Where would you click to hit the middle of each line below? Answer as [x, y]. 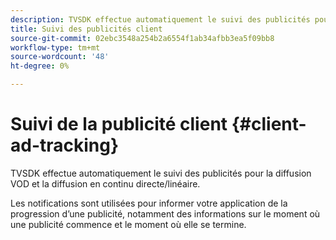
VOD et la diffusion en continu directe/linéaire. [105, 183]
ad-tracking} [65, 145]
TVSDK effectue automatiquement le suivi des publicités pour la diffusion [161, 173]
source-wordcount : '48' [60, 57]
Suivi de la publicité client [119, 124]
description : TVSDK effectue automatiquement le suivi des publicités [160, 19]
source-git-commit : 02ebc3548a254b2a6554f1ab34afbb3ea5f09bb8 [142, 38]
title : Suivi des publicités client [86, 29]
